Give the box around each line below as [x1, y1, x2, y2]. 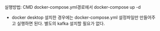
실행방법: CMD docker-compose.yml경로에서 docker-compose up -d [4, 4, 141, 10]
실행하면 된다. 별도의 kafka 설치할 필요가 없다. [17, 21, 105, 26]
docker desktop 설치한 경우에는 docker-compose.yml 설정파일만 [11, 15, 139, 20]
